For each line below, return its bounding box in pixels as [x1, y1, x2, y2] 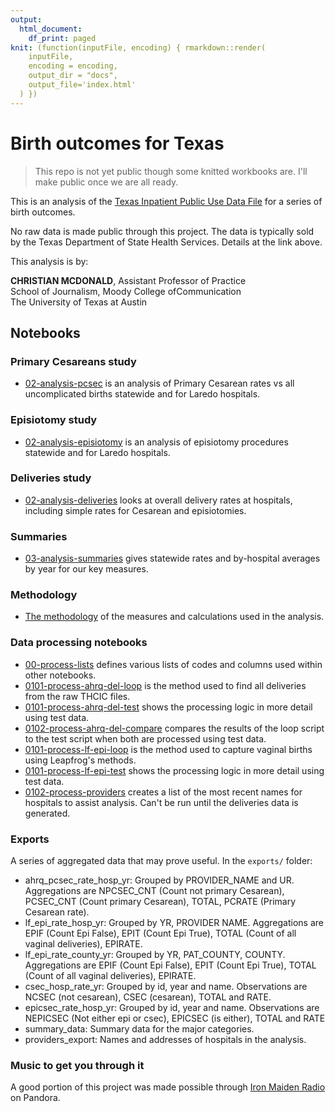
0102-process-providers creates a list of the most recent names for [24, 786, 303, 798]
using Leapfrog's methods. [24, 754, 137, 766]
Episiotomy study [10, 413, 98, 427]
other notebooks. [24, 669, 97, 681]
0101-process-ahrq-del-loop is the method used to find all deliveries [24, 679, 307, 691]
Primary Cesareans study [10, 354, 137, 368]
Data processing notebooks [10, 636, 148, 650]
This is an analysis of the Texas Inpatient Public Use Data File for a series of [10, 195, 323, 207]
